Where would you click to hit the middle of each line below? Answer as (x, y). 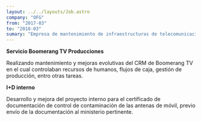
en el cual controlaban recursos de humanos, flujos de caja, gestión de (94, 69)
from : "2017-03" (26, 23)
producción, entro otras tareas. (44, 76)
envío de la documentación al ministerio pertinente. (70, 112)
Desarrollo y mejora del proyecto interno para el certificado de (84, 99)
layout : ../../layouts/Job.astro (48, 12)
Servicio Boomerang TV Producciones (55, 51)
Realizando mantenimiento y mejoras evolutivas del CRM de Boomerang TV (100, 63)
